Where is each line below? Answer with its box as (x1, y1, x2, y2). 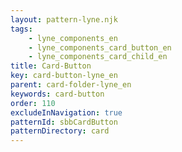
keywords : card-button (10, 89, 105, 99)
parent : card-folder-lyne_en (10, 80, 132, 90)
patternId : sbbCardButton (10, 117, 118, 127)
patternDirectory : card (10, 126, 110, 136)
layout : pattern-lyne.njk (10, 14, 118, 25)
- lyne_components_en (28, 33, 118, 43)
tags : (10, 24, 33, 34)
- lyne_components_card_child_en (28, 52, 168, 62)
